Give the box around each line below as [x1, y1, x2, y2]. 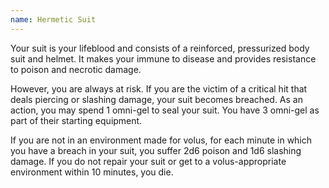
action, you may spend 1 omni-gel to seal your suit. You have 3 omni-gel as [10, 104, 320, 116]
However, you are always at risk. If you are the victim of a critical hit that [10, 82, 308, 95]
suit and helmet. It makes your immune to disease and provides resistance [10, 52, 317, 65]
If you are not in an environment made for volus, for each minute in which [10, 134, 313, 146]
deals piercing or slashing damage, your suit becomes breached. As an [10, 93, 303, 105]
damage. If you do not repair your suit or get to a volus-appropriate [10, 155, 287, 167]
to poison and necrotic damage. [10, 63, 142, 75]
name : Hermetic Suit [10, 14, 97, 25]
